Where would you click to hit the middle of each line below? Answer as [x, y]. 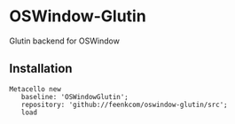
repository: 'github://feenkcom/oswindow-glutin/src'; [124, 105]
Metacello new [35, 89]
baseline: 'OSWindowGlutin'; [74, 97]
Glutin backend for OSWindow [64, 41]
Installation [41, 69]
